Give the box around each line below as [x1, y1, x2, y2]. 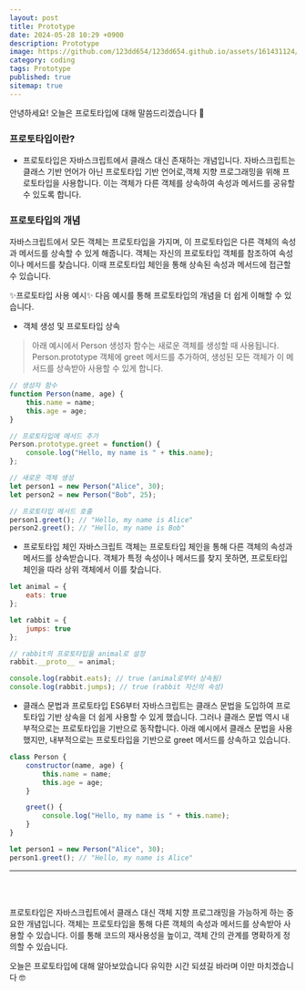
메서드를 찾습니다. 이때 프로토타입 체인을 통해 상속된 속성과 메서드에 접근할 [25, 259, 291, 270]
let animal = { [9, 583, 67, 592]
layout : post [9, 13, 59, 23]
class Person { [9, 753, 67, 762]
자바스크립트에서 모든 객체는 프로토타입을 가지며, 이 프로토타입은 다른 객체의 [9, 236, 280, 247]
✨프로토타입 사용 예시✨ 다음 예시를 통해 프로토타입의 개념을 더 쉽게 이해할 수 [9, 290, 282, 301]
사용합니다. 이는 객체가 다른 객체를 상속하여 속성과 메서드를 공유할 [62, 177, 296, 188]
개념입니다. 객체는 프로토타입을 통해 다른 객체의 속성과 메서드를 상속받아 [25, 918, 282, 929]
